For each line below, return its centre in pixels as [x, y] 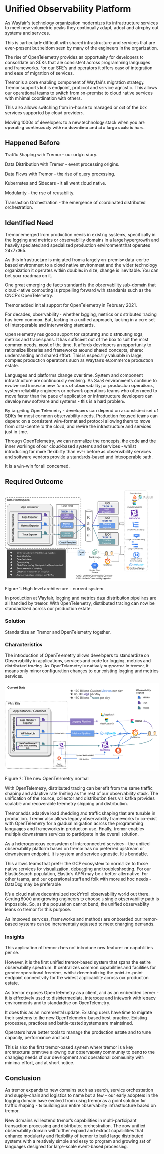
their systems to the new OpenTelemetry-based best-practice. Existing [76, 1018]
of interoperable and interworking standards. [50, 325]
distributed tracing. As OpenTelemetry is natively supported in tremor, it [77, 666]
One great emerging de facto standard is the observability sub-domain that [81, 285]
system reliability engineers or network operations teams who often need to [81, 390]
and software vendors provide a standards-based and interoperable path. [79, 457]
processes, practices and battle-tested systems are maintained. [69, 1023]
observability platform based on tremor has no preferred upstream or [74, 849]
